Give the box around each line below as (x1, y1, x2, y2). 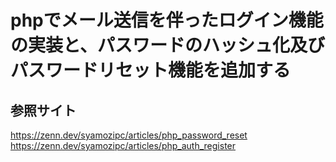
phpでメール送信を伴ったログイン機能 (10, 9, 324, 32)
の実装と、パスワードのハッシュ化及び (10, 34, 325, 57)
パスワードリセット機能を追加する (10, 59, 292, 82)
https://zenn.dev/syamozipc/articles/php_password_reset (10, 129, 248, 141)
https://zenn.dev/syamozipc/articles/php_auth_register (10, 140, 237, 151)
